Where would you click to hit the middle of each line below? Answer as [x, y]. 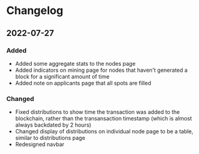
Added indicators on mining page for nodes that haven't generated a [101, 70]
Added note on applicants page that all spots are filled [83, 83]
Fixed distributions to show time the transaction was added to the [97, 112]
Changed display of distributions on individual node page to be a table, [104, 131]
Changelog [35, 11]
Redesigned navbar [40, 144]
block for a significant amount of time [62, 76]
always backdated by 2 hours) [53, 125]
